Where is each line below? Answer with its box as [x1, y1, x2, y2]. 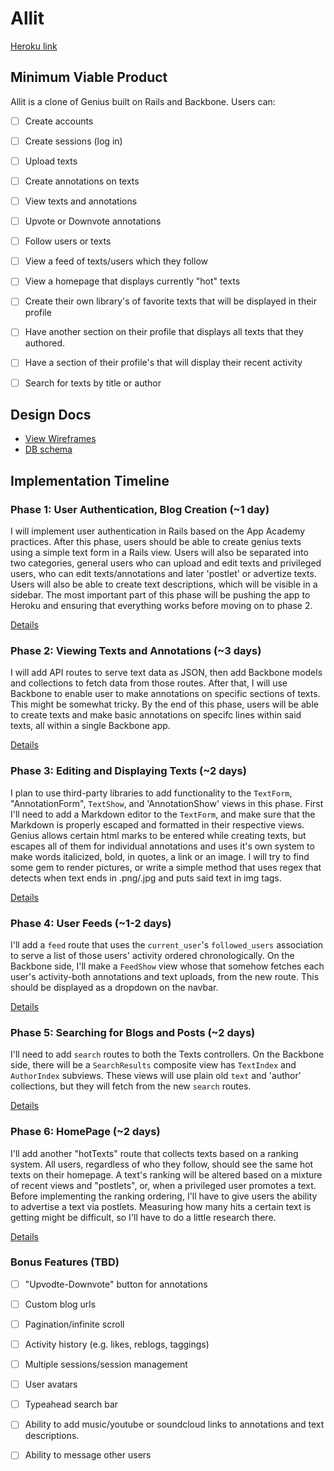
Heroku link [10, 40, 58, 52]
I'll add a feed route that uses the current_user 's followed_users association [10, 938, 324, 951]
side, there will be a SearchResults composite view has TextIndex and [10, 1059, 297, 1071]
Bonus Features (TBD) [10, 1255, 120, 1269]
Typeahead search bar [24, 1398, 119, 1411]
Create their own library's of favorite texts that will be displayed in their [24, 295, 317, 307]
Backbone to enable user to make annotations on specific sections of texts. [10, 688, 321, 700]
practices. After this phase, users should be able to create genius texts [10, 536, 302, 548]
